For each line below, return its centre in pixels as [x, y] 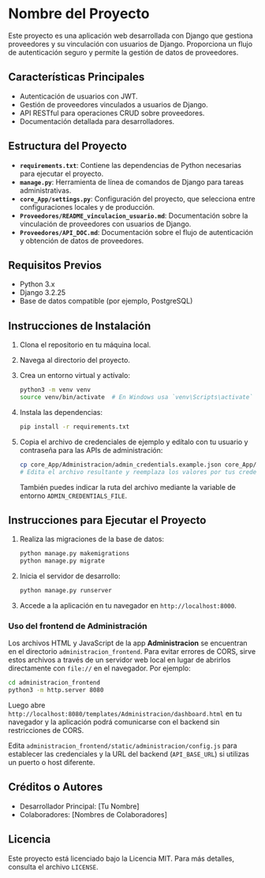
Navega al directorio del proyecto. [75, 361]
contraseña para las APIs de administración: [91, 450]
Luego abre [27, 705]
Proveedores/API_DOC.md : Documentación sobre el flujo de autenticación [136, 232]
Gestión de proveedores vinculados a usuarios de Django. [114, 104]
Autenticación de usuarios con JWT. [78, 96]
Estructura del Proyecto [68, 146]
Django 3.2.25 [43, 293]
